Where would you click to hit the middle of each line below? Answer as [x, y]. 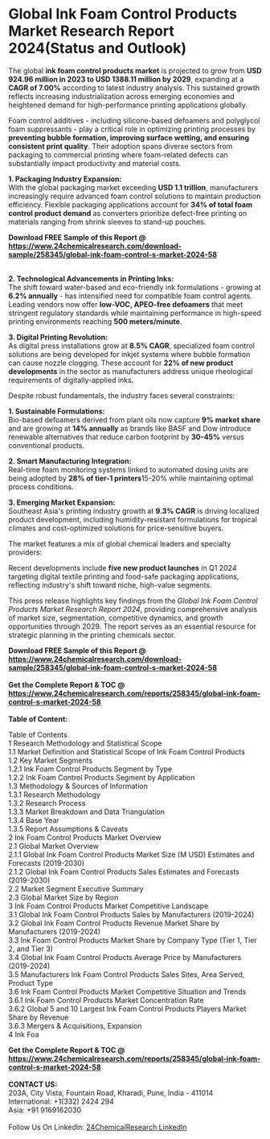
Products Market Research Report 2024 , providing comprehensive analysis [133, 609]
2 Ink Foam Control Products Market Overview [85, 837]
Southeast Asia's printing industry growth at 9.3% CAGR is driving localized [134, 511]
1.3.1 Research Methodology [55, 794]
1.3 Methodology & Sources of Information [78, 786]
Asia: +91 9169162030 [45, 1110]
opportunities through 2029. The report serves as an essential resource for [133, 626]
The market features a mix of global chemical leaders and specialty [120, 543]
